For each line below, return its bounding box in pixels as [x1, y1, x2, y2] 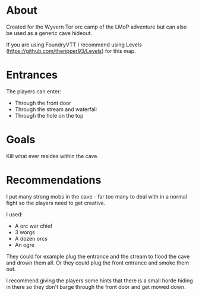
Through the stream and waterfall [14, 105, 97, 113]
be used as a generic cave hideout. [6, 29, 93, 36]
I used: [6, 210, 23, 218]
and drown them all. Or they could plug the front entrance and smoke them [6, 259, 189, 266]
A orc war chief [14, 222, 53, 229]
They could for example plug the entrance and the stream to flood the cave [6, 253, 190, 260]
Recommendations [6, 174, 102, 187]
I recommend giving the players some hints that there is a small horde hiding [6, 277, 193, 284]
